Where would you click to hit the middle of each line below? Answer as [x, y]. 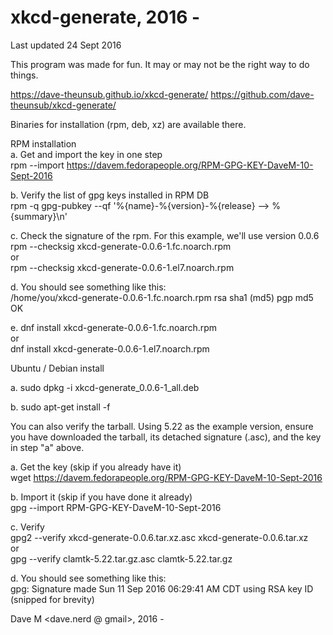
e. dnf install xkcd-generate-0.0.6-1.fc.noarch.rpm [114, 327]
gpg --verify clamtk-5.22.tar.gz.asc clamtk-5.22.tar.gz [121, 558]
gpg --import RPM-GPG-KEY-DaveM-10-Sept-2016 [116, 507]
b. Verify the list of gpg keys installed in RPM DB [110, 195]
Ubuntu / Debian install [57, 368]
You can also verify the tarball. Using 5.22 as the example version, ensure [162, 426]
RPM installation [43, 143]
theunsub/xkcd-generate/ [63, 105]
